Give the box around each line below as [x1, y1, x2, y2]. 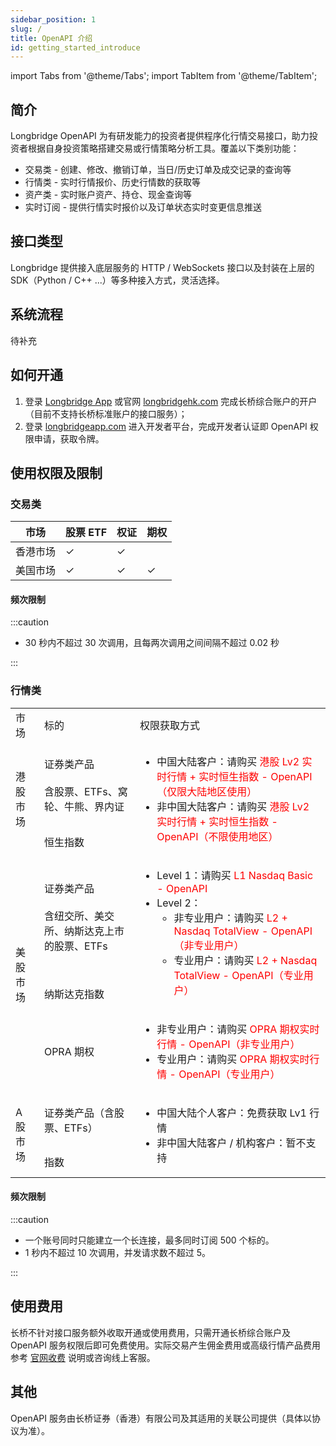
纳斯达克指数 [43, 987, 105, 1001]
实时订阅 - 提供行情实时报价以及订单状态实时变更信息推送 [24, 201, 263, 213]
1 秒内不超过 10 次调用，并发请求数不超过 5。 [24, 1246, 212, 1258]
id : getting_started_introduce [10, 42, 141, 53]
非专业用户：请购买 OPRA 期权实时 [156, 1022, 320, 1036]
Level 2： [156, 896, 202, 910]
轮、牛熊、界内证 [43, 800, 125, 814]
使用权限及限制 [10, 464, 103, 481]
